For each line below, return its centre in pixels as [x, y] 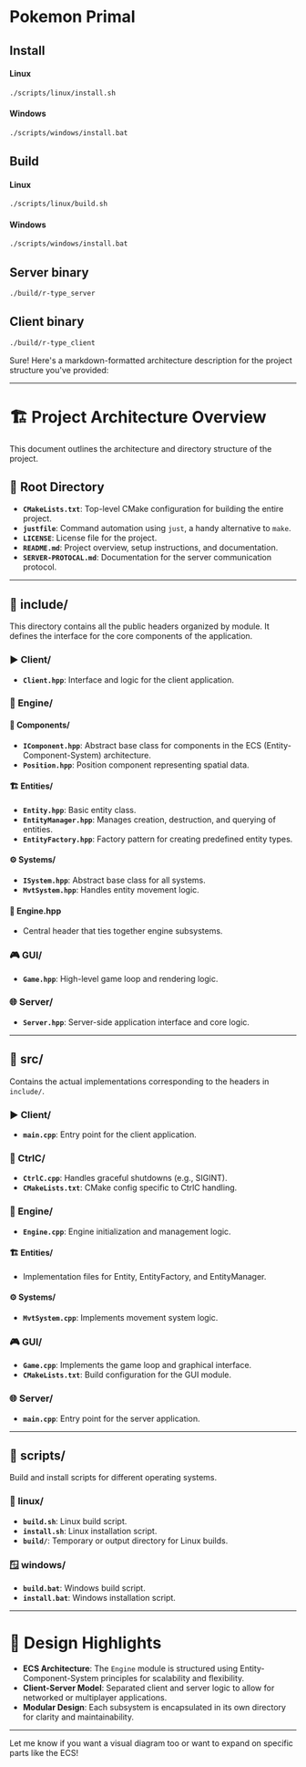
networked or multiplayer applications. [95, 1697]
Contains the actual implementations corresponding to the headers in [139, 1081]
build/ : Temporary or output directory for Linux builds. [125, 1541]
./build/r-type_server [52, 294]
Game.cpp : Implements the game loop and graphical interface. [137, 1365]
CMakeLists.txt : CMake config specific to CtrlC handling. [130, 1187]
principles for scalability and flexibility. [173, 1678]
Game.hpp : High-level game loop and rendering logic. [120, 978]
